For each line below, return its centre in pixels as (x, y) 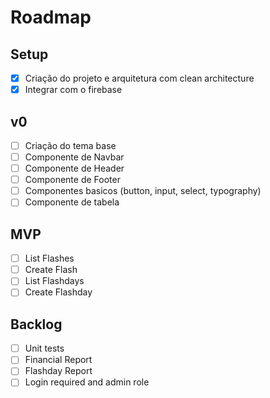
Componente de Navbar (74, 157)
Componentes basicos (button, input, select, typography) (143, 191)
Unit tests (44, 348)
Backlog (36, 324)
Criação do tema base (70, 145)
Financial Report (58, 360)
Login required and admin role (87, 382)
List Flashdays (54, 281)
